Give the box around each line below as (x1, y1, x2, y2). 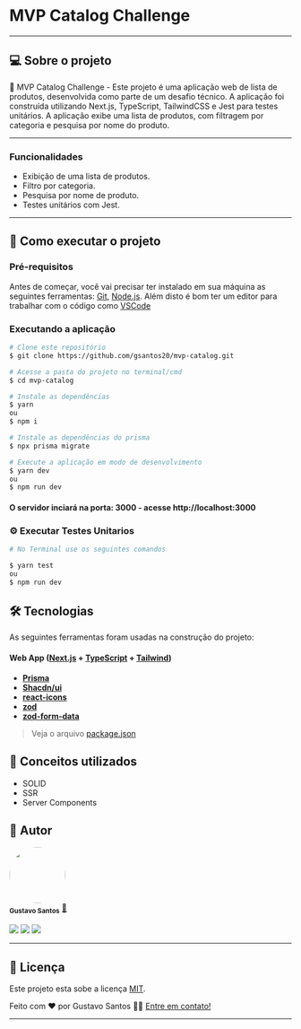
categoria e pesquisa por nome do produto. (9, 119, 170, 130)
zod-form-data (21, 711, 80, 721)
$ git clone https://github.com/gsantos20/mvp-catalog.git (9, 351, 235, 360)
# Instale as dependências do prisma (9, 433, 150, 442)
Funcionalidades (9, 150, 83, 162)
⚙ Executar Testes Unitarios (9, 524, 134, 536)
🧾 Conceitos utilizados (9, 754, 137, 770)
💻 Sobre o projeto (9, 53, 112, 68)
